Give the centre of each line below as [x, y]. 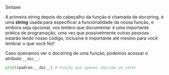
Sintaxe [13, 7]
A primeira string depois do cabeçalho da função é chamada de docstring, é [84, 17]
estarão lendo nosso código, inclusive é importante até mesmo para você [81, 38]
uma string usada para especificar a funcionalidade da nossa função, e [79, 22]
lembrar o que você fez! [30, 43]
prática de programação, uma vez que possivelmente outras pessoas [77, 33]
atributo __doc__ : [23, 58]
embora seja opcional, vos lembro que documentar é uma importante [77, 27]
